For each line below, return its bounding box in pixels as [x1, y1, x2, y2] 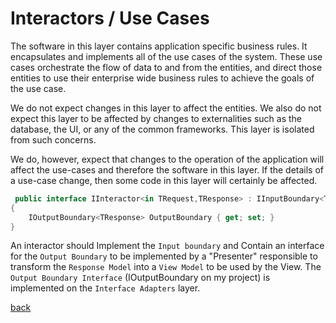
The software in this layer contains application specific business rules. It [10, 40, 308, 52]
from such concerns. [10, 133, 97, 146]
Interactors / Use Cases [10, 7, 210, 30]
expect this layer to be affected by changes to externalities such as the [10, 112, 303, 124]
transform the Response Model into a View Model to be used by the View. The [10, 261, 322, 273]
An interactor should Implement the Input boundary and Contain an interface [10, 240, 325, 252]
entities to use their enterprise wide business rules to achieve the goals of [10, 72, 315, 84]
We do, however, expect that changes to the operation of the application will [10, 153, 325, 165]
